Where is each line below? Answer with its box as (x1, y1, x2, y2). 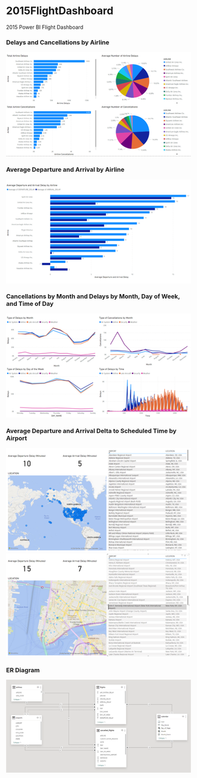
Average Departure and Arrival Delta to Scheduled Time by (6, 427, 177, 435)
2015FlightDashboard (6, 4, 114, 18)
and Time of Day (6, 300, 54, 308)
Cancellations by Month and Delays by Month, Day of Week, (6, 292, 180, 300)
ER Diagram (6, 666, 40, 675)
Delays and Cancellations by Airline (6, 38, 110, 46)
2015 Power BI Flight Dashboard (6, 24, 84, 31)
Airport (6, 434, 28, 442)
